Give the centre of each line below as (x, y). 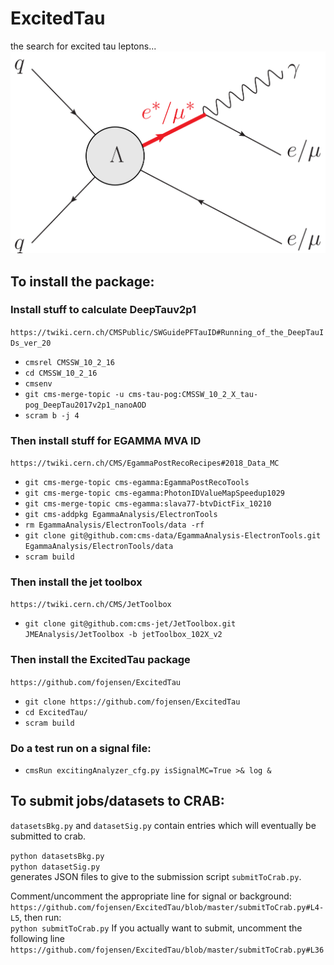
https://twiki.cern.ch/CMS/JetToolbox (91, 605)
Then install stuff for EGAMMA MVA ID (106, 440)
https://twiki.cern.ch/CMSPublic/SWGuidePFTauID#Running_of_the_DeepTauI (167, 332)
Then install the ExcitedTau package (100, 660)
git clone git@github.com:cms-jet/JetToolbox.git (130, 624)
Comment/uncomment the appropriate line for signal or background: (151, 896)
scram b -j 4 (52, 415)
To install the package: (82, 281)
